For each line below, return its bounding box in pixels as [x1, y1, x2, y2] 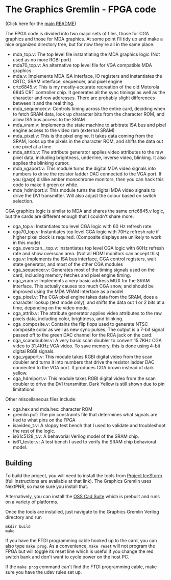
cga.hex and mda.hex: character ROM [12, 406, 93, 412]
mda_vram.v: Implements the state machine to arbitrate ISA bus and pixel [12, 122, 166, 128]
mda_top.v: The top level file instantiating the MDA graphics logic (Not [12, 51, 160, 57]
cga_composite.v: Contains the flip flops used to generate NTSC [12, 321, 148, 327]
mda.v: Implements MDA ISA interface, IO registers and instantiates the [12, 73, 162, 79]
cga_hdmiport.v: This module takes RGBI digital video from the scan [12, 375, 156, 382]
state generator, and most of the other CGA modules [12, 261, 124, 267]
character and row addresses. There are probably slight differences [12, 95, 155, 101]
